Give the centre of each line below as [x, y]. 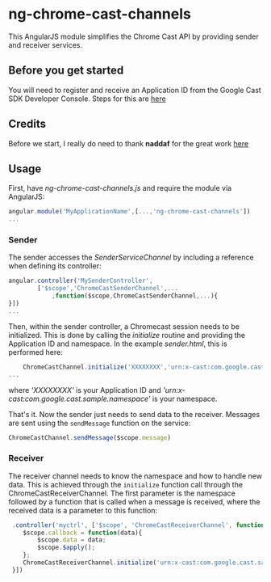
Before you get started [66, 71]
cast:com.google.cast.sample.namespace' [79, 399]
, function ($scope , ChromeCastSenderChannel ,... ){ [135, 296]
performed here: [35, 352]
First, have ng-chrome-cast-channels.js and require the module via [120, 188]
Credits [27, 124]
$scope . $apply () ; [66, 548]
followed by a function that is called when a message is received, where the [134, 501]
